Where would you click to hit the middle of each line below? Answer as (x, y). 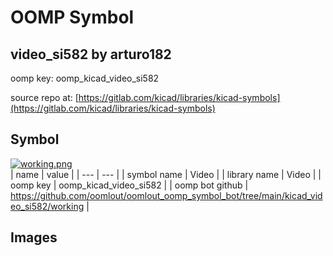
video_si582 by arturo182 (91, 54)
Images (34, 237)
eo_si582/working (47, 206)
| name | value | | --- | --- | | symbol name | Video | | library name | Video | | (166, 174)
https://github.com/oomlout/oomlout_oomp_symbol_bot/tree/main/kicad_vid (166, 195)
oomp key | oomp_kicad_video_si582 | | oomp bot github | (129, 185)
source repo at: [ (44, 97)
